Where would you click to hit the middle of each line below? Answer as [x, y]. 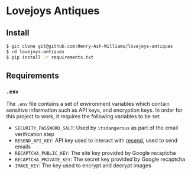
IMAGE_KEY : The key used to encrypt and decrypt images [83, 166]
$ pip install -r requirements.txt [50, 57]
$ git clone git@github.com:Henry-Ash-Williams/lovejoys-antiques [90, 46]
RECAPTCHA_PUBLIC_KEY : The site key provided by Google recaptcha [95, 153]
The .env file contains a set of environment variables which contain [88, 104]
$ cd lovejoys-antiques [35, 51]
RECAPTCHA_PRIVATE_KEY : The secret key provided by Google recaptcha [100, 159]
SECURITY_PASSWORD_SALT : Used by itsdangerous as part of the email [96, 128]
